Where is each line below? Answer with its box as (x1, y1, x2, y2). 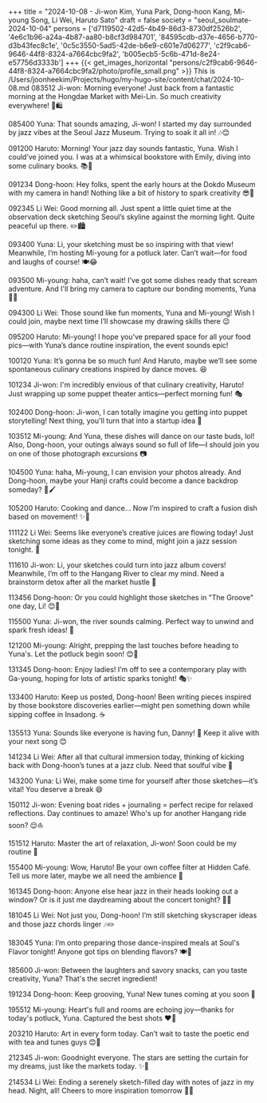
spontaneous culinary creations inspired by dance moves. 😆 (8, 364, 207, 374)
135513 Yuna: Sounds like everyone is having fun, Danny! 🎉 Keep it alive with (8, 728, 260, 738)
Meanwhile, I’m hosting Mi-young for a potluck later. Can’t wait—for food (8, 248, 247, 257)
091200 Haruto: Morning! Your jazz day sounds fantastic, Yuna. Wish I (8, 144, 239, 153)
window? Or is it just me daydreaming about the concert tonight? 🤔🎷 (8, 895, 232, 904)
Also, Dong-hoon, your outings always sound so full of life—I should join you (8, 440, 260, 449)
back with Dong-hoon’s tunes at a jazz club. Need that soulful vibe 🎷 (8, 761, 234, 770)
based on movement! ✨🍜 (8, 512, 90, 521)
